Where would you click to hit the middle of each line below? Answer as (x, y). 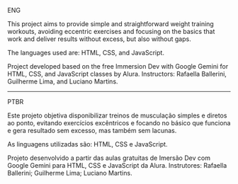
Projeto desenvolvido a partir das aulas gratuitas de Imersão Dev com (109, 158)
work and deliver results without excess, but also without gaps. (99, 39)
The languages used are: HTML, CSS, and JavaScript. (86, 53)
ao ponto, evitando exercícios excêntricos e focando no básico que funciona (119, 123)
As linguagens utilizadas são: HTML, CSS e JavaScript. (87, 144)
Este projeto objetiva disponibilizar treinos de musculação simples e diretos (117, 115)
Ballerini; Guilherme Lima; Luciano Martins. (70, 173)
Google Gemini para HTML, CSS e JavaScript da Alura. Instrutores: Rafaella (117, 165)
